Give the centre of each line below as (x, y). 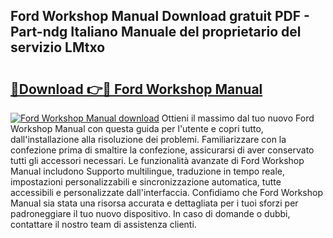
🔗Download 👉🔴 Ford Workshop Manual (136, 89)
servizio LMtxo (58, 47)
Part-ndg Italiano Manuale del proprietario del (156, 32)
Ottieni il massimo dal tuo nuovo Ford (238, 118)
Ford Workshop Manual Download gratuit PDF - (160, 16)
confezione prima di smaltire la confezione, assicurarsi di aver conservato (162, 150)
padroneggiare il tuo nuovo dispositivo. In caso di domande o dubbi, (150, 213)
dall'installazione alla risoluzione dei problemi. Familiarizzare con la (148, 139)
